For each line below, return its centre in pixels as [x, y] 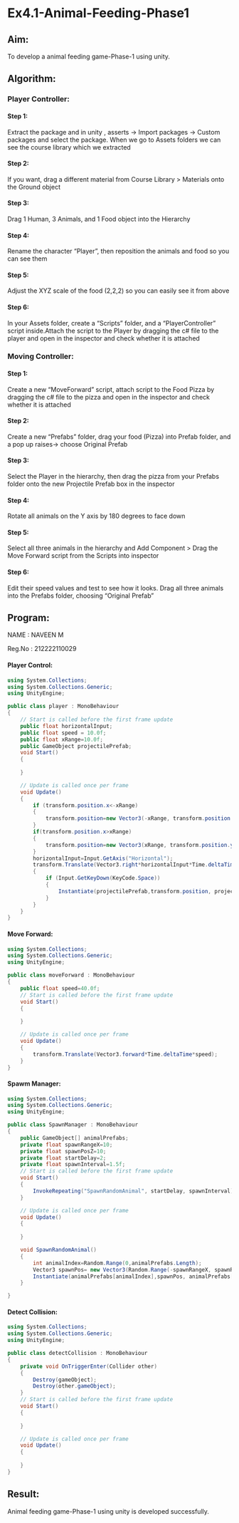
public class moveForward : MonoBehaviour [71, 975]
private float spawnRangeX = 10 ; [67, 1145]
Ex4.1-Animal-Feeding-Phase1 [99, 13]
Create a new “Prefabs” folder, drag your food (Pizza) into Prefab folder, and [119, 437]
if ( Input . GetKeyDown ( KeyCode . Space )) [103, 878]
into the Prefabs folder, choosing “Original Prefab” [81, 596]
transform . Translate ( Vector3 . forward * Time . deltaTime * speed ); [126, 1054]
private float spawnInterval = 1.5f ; [73, 1165]
